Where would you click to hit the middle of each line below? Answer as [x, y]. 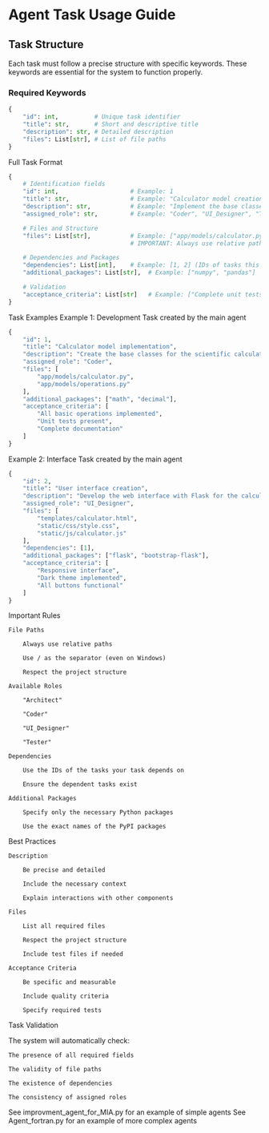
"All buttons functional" [80, 585]
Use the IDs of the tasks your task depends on [103, 771]
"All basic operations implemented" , [100, 414]
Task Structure [46, 44]
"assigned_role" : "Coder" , [68, 362]
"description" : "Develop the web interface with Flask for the [130, 496]
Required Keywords [47, 92]
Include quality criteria [66, 996]
